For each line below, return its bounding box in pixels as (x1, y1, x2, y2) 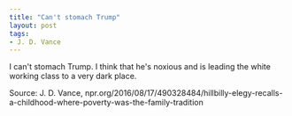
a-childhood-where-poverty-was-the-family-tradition (9, 98, 204, 108)
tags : (9, 29, 29, 38)
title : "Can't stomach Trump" (9, 12, 121, 22)
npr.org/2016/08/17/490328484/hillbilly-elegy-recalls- (84, 88, 283, 98)
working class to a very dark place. (9, 71, 137, 82)
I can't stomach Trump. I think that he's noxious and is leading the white (9, 62, 272, 72)
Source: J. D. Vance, (9, 88, 84, 98)
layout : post (9, 21, 58, 30)
